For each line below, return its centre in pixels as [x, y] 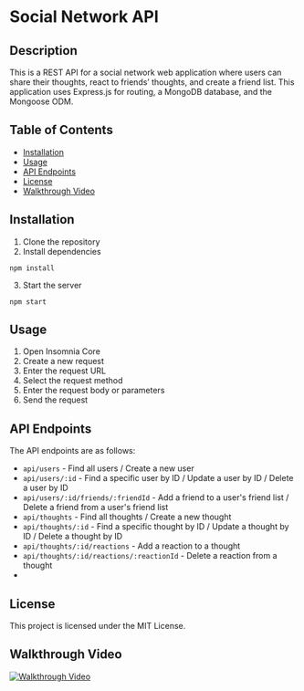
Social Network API [84, 17]
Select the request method [73, 381]
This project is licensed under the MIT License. [98, 626]
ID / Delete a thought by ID [73, 537]
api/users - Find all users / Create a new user [108, 468]
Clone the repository [61, 241]
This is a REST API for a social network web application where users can [146, 72]
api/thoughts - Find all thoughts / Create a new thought [127, 517]
